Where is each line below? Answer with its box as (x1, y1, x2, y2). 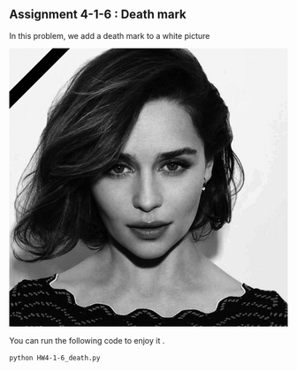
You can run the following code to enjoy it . (9, 335, 165, 345)
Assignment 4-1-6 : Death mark (9, 7, 187, 22)
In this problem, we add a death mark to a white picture (9, 30, 210, 41)
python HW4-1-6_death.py (9, 353, 101, 362)
